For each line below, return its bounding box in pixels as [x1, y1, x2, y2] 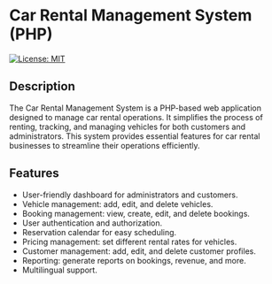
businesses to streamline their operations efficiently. [9, 140, 201, 150]
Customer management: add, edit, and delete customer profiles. [21, 245, 257, 257]
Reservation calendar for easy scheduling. [21, 226, 177, 237]
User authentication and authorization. [21, 218, 163, 228]
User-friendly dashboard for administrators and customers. [21, 189, 238, 200]
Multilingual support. [21, 265, 97, 275]
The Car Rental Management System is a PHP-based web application [9, 103, 261, 113]
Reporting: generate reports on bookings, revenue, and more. [21, 255, 246, 265]
